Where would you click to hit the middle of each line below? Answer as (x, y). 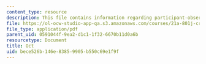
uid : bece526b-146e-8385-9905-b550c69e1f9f (63, 52)
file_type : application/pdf (42, 29)
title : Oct (20, 46)
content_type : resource (37, 12)
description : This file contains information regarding (79, 18)
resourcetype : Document (37, 40)
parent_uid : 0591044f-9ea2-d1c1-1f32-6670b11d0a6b (72, 35)
